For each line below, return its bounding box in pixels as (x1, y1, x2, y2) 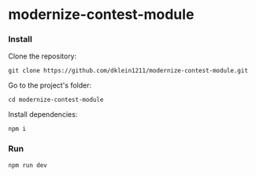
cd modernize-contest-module (8, 96, 104, 104)
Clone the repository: (8, 51, 77, 61)
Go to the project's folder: (8, 81, 92, 90)
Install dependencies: (8, 110, 78, 119)
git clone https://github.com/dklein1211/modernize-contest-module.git (8, 67, 248, 75)
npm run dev (8, 161, 47, 169)
